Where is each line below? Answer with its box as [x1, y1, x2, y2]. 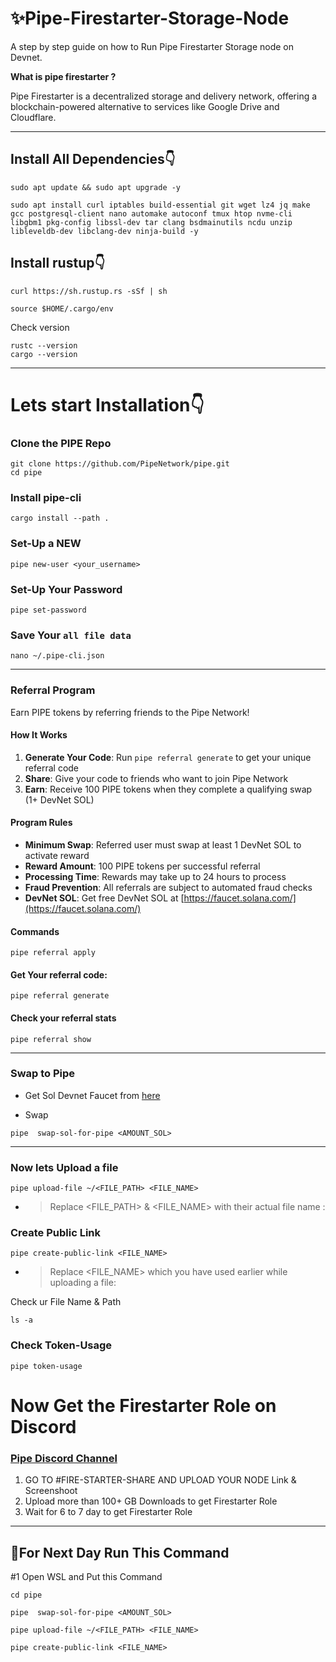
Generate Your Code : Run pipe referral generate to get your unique [24, 751, 312, 763]
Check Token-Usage [10, 1338, 113, 1352]
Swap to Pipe [10, 1067, 76, 1081]
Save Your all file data [10, 628, 132, 642]
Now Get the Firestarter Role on [10, 1394, 277, 1417]
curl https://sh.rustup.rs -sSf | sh [10, 286, 168, 296]
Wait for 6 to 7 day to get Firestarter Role [24, 1506, 193, 1518]
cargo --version [10, 349, 78, 359]
